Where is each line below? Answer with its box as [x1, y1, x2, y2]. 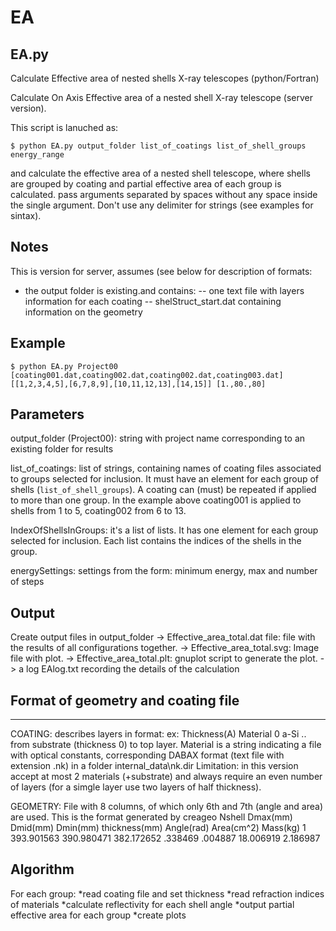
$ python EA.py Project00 [10, 361, 118, 371]
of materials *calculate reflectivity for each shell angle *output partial [10, 898, 295, 910]
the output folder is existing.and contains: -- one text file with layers [24, 284, 305, 296]
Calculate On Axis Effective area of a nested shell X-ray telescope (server [10, 92, 313, 103]
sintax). [10, 210, 42, 221]
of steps [10, 576, 45, 588]
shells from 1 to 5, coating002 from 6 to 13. [10, 505, 187, 517]
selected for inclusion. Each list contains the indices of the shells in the [10, 535, 302, 547]
